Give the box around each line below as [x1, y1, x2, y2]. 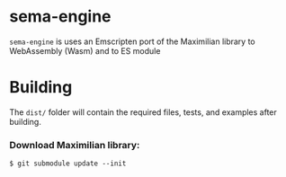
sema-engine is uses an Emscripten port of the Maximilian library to [9, 36, 255, 47]
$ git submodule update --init [9, 159, 127, 168]
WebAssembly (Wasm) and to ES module [9, 45, 161, 56]
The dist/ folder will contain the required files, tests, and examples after [9, 106, 277, 118]
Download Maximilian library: [9, 138, 140, 151]
